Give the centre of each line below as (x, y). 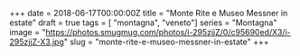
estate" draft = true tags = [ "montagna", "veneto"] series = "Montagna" (143, 23)
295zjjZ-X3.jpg (37, 42)
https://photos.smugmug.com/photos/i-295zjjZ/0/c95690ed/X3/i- (168, 32)
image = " (28, 32)
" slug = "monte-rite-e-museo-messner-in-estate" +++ (166, 42)
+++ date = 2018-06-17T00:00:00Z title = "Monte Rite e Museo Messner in (149, 13)
